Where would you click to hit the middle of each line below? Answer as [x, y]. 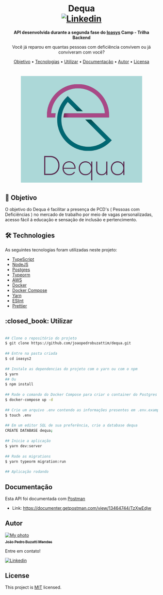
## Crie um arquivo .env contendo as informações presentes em [70, 410]
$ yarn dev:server [24, 446]
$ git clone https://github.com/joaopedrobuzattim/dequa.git [68, 343]
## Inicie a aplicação [28, 441]
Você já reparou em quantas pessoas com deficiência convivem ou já [81, 47]
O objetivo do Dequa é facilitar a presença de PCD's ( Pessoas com [72, 210]
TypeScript [23, 259]
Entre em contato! [23, 551]
